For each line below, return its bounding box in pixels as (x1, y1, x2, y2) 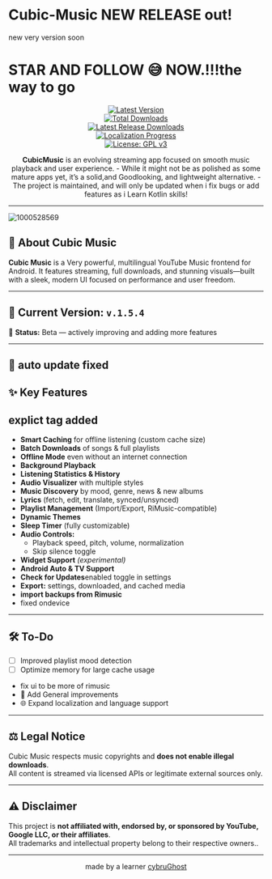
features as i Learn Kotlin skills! (83, 189, 189, 199)
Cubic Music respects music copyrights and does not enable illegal (8, 751, 235, 761)
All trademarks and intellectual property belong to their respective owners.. (8, 838, 259, 847)
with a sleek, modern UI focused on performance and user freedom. (8, 274, 236, 284)
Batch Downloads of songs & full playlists (19, 444, 160, 453)
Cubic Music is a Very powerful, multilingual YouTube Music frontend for (8, 257, 252, 267)
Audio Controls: (19, 529, 75, 539)
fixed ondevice (19, 598, 70, 608)
